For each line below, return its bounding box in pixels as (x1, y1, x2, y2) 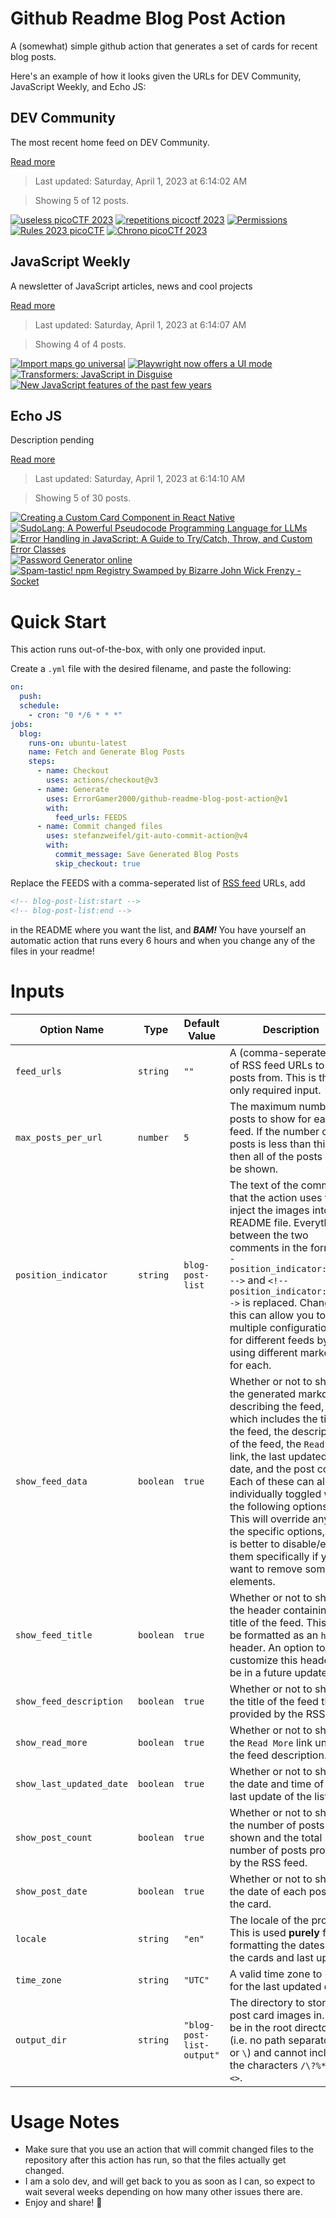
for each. (229, 1358, 272, 1372)
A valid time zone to (229, 1967, 323, 1981)
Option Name (39, 1022, 105, 1036)
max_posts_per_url (15, 1132, 103, 1143)
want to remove (229, 1562, 303, 1576)
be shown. (229, 1162, 279, 1176)
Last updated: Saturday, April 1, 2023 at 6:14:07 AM (34, 318, 247, 331)
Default (183, 1016, 220, 1030)
